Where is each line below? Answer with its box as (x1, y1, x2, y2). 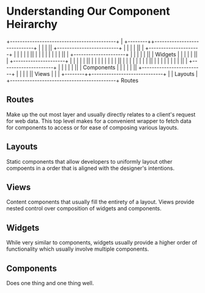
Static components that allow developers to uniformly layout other (6, 158, 173, 165)
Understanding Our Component (6, 4, 170, 18)
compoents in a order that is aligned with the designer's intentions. (6, 164, 175, 172)
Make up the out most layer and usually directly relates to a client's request (6, 110, 196, 118)
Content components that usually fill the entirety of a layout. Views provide (6, 198, 195, 206)
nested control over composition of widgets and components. (6, 205, 162, 212)
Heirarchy (6, 17, 58, 31)
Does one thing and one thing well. (6, 280, 94, 286)
